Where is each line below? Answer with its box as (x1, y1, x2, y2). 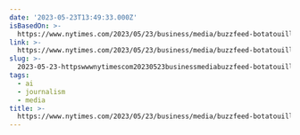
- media (17, 95, 46, 105)
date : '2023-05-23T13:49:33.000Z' (9, 12, 138, 22)
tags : (9, 71, 29, 80)
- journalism (17, 87, 66, 96)
